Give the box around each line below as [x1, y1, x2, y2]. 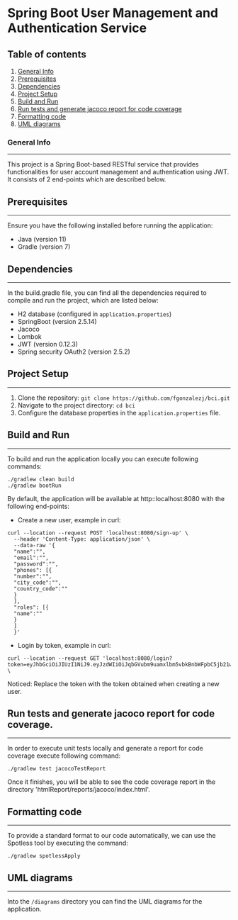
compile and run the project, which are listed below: [7, 296, 159, 304]
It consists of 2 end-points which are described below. [7, 175, 166, 184]
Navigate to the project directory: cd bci [17, 400, 136, 409]
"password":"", [13, 560, 59, 568]
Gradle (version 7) [17, 242, 71, 251]
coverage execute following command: [7, 751, 121, 760]
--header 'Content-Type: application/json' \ [13, 535, 151, 543]
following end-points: [7, 502, 69, 510]
